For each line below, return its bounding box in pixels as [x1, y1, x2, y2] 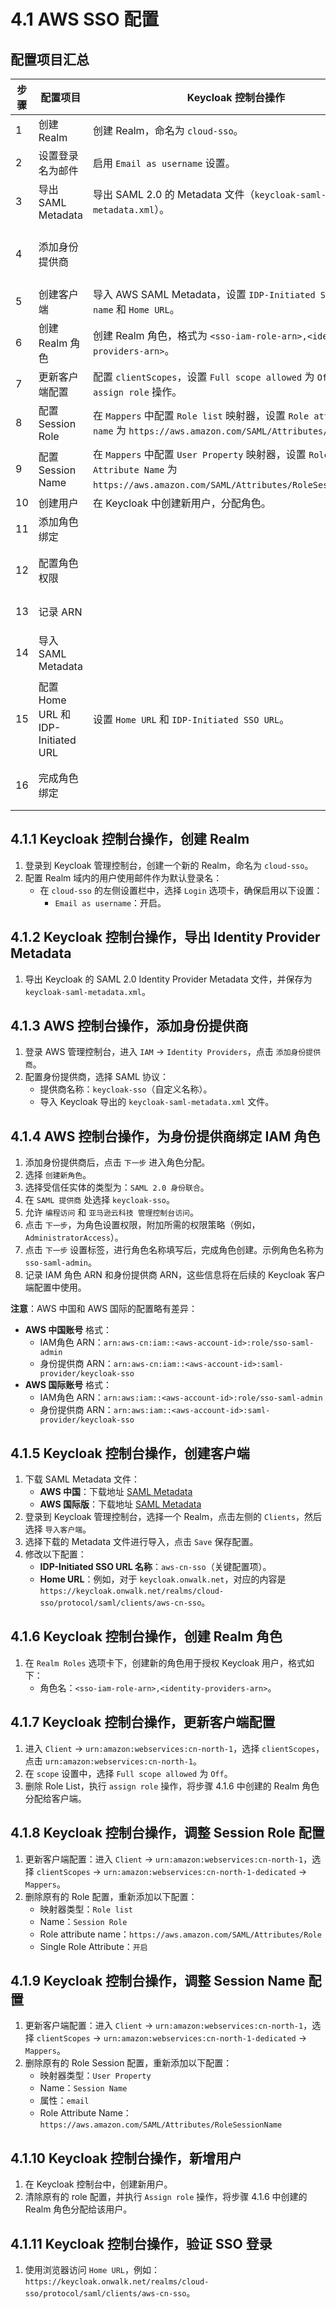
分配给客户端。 [24, 1792, 87, 1804]
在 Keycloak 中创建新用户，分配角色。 [92, 496, 272, 510]
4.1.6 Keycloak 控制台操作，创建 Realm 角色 [10, 1628, 283, 1645]
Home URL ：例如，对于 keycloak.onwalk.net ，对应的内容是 [39, 1573, 287, 1585]
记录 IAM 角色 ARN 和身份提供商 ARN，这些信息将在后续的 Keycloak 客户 [24, 1269, 326, 1281]
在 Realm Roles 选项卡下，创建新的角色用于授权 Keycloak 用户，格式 [24, 1656, 307, 1669]
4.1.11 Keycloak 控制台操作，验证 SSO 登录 [10, 2235, 273, 2252]
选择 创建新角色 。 [24, 1169, 92, 1181]
